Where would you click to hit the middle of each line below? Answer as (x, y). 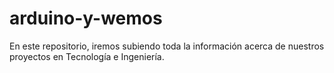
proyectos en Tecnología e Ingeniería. (87, 56)
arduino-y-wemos (86, 18)
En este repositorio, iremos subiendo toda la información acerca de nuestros (167, 46)
